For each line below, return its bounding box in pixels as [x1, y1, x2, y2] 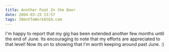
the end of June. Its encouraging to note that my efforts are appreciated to [5, 36, 160, 42]
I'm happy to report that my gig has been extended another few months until [5, 31, 164, 37]
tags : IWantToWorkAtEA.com [5, 17, 62, 22]
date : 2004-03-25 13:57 [5, 12, 56, 17]
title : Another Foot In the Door [5, 7, 76, 13]
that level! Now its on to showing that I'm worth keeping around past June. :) [5, 41, 164, 47]
